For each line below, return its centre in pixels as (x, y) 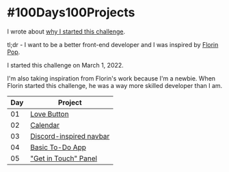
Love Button (50, 114)
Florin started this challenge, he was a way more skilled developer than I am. (115, 85)
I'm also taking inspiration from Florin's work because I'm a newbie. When (111, 78)
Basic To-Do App (58, 147)
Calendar (45, 125)
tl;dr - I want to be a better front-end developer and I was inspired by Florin (113, 44)
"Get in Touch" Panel (64, 158)
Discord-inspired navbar (70, 136)
